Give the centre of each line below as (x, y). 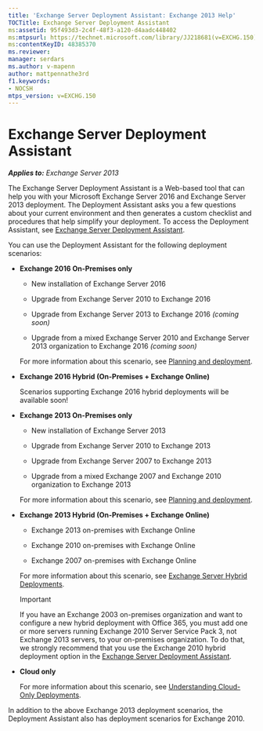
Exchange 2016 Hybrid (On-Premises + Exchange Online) (114, 377)
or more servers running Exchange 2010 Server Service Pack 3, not (128, 631)
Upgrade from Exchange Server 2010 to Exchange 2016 (121, 299)
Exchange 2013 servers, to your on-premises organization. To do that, (132, 640)
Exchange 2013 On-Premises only (76, 415)
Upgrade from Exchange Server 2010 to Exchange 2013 (121, 446)
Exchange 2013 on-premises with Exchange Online (113, 530)
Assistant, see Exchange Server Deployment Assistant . (97, 230)
